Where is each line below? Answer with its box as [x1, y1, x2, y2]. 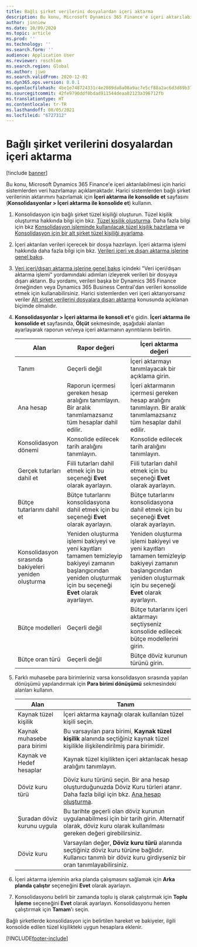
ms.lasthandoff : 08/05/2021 [6, 107, 75, 113]
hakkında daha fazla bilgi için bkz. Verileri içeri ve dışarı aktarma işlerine [14, 247, 189, 254]
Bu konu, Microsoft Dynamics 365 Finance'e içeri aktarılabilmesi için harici [6, 181, 186, 188]
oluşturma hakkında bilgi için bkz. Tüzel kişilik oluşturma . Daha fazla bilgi [14, 217, 191, 224]
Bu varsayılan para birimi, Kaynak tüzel [63, 727, 172, 736]
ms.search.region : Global [6, 63, 69, 69]
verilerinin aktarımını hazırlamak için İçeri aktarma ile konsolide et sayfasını [6, 193, 189, 200]
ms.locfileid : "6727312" [6, 112, 67, 118]
